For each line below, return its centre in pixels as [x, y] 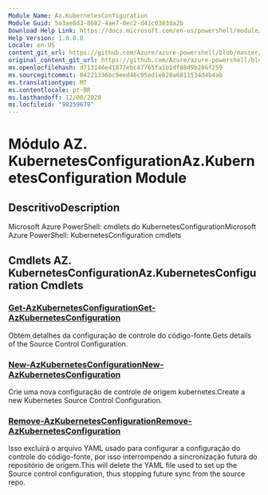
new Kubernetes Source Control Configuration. [85, 401]
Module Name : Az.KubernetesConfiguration [78, 16]
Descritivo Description [64, 207]
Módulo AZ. [48, 144]
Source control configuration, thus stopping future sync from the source [127, 474]
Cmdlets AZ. [40, 260]
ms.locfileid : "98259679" [51, 105]
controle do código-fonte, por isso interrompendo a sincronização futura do [133, 457]
